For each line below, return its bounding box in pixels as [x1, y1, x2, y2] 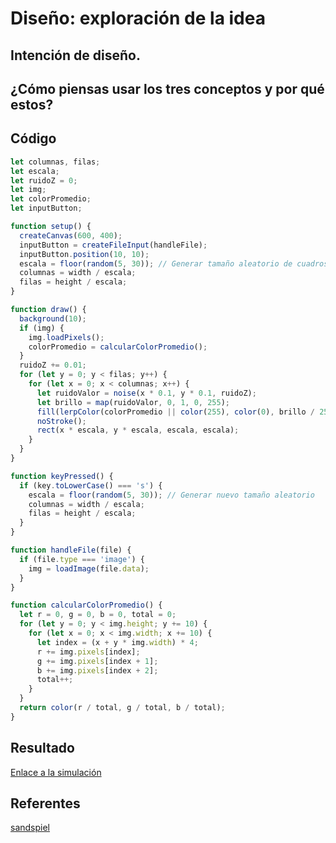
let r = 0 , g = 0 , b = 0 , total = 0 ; [19, 610, 177, 620]
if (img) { [19, 323, 65, 333]
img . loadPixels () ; [28, 332, 105, 342]
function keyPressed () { [10, 471, 114, 481]
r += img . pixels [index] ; [36, 647, 141, 657]
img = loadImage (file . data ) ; [28, 563, 150, 574]
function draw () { [10, 305, 87, 315]
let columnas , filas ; [10, 157, 101, 167]
